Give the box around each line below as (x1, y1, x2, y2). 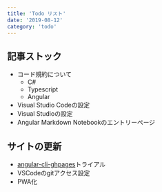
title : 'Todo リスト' (7, 10, 66, 17)
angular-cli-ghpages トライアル (17, 160, 105, 168)
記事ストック (7, 50, 62, 62)
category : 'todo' (7, 23, 57, 30)
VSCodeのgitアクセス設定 (17, 169, 90, 177)
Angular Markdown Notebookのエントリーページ (17, 119, 156, 127)
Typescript (27, 85, 59, 94)
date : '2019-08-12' (7, 17, 63, 24)
